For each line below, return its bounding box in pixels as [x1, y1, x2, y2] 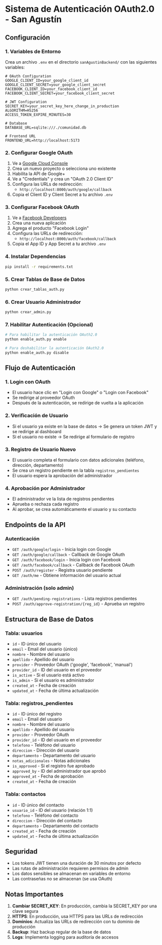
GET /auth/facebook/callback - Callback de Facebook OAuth [12, 562, 135, 568]
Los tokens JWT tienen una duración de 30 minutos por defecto [12, 860, 141, 866]
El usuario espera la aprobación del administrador [12, 473, 113, 479]
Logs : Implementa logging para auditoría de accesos [12, 934, 119, 940]
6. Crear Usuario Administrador [5, 299, 81, 305]
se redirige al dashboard [12, 428, 62, 434]
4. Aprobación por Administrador [5, 484, 86, 491]
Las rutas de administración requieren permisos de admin [12, 865, 129, 872]
